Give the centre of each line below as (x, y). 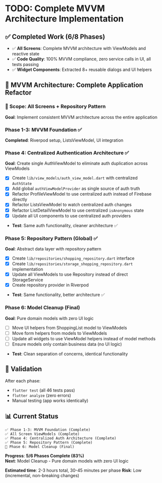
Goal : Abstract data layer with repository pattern (53, 249)
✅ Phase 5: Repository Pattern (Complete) (49, 443)
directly (20, 200)
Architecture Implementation (65, 19)
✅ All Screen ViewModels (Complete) (42, 434)
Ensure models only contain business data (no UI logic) (67, 344)
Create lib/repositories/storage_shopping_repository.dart (72, 264)
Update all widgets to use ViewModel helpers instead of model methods (84, 338)
